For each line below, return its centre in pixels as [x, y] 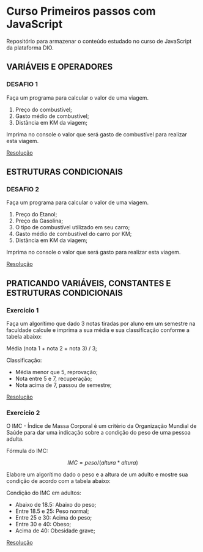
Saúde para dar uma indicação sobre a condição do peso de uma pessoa [98, 433]
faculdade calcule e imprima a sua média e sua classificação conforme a [98, 330]
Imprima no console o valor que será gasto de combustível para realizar [97, 134]
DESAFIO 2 [23, 189]
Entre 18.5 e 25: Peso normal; [52, 511]
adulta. [15, 439]
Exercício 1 [23, 310]
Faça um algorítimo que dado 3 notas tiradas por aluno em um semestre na [101, 323]
